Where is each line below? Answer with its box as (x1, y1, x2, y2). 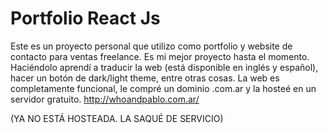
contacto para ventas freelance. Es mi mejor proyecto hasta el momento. (10, 50, 310, 62)
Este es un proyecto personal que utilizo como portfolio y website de (10, 40, 293, 52)
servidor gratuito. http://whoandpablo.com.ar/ (10, 93, 200, 105)
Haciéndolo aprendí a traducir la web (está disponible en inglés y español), (10, 61, 319, 73)
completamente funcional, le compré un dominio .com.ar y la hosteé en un (10, 82, 317, 94)
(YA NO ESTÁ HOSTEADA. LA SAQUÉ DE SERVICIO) (10, 112, 224, 124)
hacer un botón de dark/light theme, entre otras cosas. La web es (10, 72, 280, 84)
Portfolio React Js (10, 7, 161, 30)
